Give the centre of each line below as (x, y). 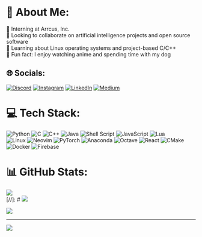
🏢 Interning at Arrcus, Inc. (38, 29)
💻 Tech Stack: (43, 113)
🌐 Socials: (26, 73)
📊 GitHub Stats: (47, 172)
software (17, 41)
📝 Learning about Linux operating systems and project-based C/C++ (91, 48)
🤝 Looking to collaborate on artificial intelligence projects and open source (98, 35)
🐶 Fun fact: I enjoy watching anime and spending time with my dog (89, 54)
